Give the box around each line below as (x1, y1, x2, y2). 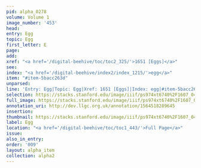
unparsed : (6, 81, 31, 87)
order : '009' (6, 141, 39, 148)
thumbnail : (6, 114, 33, 120)
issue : (6, 130, 23, 137)
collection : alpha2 (6, 153, 55, 158)
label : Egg (6, 120, 33, 126)
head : (6, 25, 20, 32)
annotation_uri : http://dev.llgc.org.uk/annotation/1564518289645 (6, 102, 175, 109)
